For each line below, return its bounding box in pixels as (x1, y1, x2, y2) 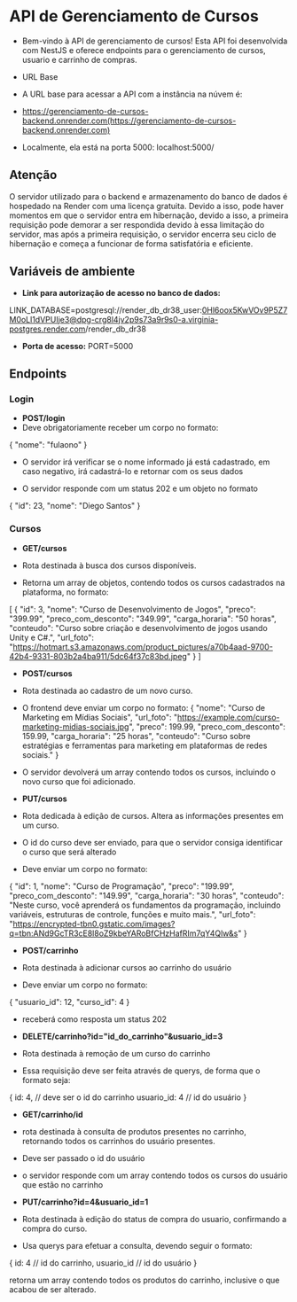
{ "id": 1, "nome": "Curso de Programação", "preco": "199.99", (9, 880, 235, 892)
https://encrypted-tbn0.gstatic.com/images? (12, 918, 176, 929)
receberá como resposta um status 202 (21, 1013, 167, 1025)
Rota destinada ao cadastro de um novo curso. (21, 685, 193, 696)
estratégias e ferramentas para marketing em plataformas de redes (21, 740, 268, 751)
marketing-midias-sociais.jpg (21, 721, 129, 732)
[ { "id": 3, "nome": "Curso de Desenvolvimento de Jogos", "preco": (9, 604, 256, 614)
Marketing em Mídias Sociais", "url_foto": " (21, 712, 178, 722)
